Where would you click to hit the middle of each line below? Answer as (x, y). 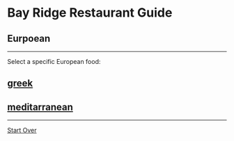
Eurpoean (29, 39)
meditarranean (40, 107)
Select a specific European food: (54, 61)
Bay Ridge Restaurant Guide (90, 13)
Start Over (22, 131)
